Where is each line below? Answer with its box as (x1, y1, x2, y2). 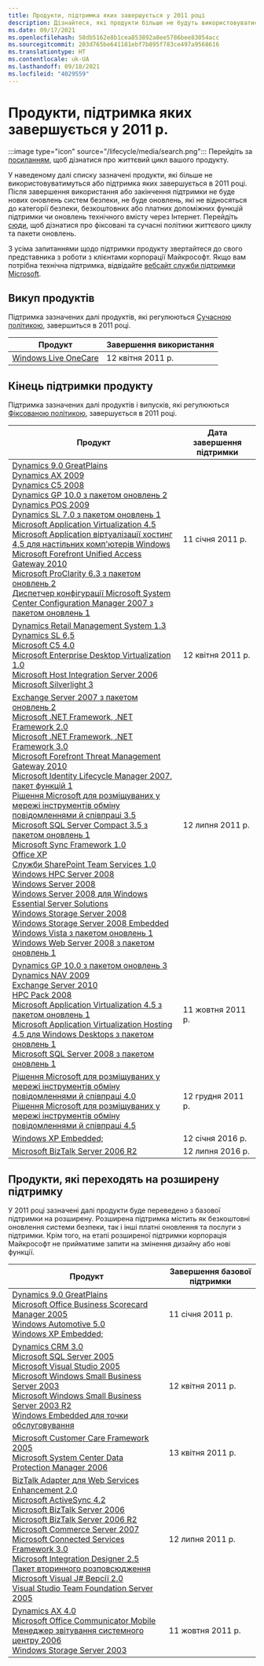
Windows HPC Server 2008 (12, 869, 115, 880)
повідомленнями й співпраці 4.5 (12, 1121, 137, 1132)
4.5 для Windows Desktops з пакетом (12, 1029, 155, 1040)
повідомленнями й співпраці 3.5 (12, 810, 137, 821)
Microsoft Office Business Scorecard (12, 1299, 148, 1309)
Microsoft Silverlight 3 (12, 679, 94, 690)
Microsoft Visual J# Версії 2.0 (12, 1573, 124, 1583)
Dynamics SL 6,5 (12, 630, 75, 641)
